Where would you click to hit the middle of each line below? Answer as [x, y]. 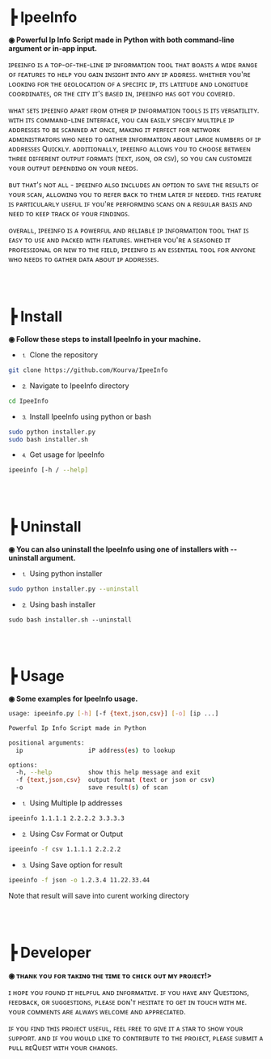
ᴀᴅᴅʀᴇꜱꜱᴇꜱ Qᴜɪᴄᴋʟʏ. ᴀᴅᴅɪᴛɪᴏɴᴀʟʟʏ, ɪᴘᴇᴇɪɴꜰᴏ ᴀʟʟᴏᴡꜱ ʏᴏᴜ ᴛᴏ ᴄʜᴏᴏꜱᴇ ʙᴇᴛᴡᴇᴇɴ [129, 148]
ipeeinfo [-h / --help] [49, 470]
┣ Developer [50, 952]
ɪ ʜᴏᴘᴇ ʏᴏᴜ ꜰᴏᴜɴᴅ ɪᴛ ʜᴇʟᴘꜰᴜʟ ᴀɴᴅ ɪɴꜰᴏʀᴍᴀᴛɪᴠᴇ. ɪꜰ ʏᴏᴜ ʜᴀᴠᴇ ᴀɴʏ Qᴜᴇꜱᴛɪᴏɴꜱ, [129, 992]
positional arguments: [47, 743]
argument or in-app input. [53, 48]
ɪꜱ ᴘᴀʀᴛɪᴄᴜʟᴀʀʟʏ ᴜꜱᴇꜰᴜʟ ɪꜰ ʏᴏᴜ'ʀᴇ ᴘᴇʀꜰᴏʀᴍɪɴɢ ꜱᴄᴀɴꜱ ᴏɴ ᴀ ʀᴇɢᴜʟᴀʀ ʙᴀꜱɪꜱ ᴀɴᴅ [130, 203]
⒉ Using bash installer [57, 604]
